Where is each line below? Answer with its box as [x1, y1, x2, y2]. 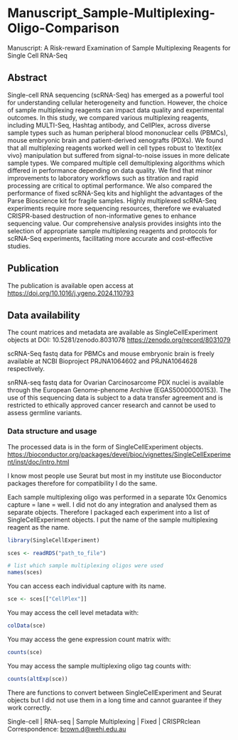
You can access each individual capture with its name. [7, 581, 167, 591]
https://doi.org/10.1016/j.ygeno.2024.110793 [7, 289, 134, 297]
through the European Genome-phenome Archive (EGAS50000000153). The [7, 386, 232, 395]
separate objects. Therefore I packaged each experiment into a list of [7, 508, 210, 516]
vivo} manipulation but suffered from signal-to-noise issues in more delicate [7, 151, 230, 159]
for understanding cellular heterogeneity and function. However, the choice [7, 98, 228, 107]
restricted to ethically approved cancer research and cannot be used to [7, 401, 216, 409]
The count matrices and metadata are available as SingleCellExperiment [7, 328, 218, 337]
